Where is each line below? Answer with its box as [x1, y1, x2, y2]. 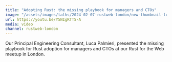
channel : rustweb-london [5, 26, 58, 32]
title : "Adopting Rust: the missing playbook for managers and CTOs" [5, 7, 157, 13]
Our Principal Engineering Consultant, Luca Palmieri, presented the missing [5, 40, 164, 46]
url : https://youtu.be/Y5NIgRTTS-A [5, 17, 81, 22]
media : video [5, 21, 33, 27]
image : [5, 12, 19, 17]
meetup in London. [5, 51, 45, 57]
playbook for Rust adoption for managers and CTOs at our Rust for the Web [5, 46, 165, 52]
